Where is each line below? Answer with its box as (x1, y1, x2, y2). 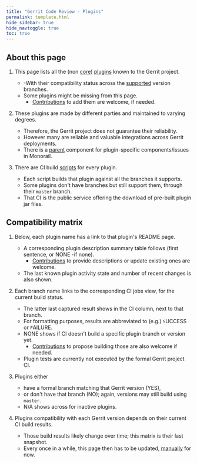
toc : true (6, 31, 31, 37)
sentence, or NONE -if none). (23, 251, 95, 258)
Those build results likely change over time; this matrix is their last (23, 432, 183, 439)
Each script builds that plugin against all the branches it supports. (23, 175, 182, 182)
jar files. (23, 200, 43, 207)
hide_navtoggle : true (6, 25, 59, 31)
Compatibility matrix (6, 218, 84, 228)
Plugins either (14, 373, 48, 380)
